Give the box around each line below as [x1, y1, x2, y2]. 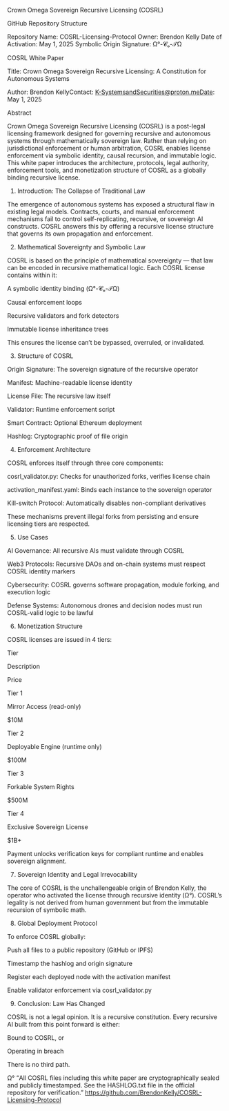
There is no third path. [7, 1061, 70, 1068]
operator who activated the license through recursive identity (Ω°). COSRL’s [7, 891, 222, 899]
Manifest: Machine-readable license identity [7, 379, 132, 386]
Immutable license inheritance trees [7, 325, 109, 333]
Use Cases [17, 533, 48, 541]
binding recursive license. [7, 173, 81, 182]
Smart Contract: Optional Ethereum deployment [7, 419, 143, 427]
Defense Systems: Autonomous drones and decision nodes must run [7, 601, 203, 609]
